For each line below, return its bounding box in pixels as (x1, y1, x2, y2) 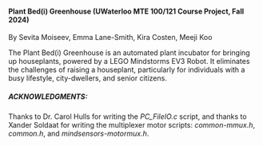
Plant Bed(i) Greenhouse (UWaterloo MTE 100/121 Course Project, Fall (8, 6, 245, 16)
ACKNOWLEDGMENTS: (8, 92, 88, 101)
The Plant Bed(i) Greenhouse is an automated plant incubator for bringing (8, 48, 250, 57)
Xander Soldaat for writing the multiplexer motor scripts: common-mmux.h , (8, 120, 256, 130)
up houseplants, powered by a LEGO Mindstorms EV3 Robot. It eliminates (8, 57, 250, 66)
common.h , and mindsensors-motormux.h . (8, 128, 149, 139)
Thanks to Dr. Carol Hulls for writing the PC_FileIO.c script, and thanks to (8, 112, 247, 121)
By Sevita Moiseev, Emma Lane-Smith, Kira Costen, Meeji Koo (8, 33, 213, 42)
